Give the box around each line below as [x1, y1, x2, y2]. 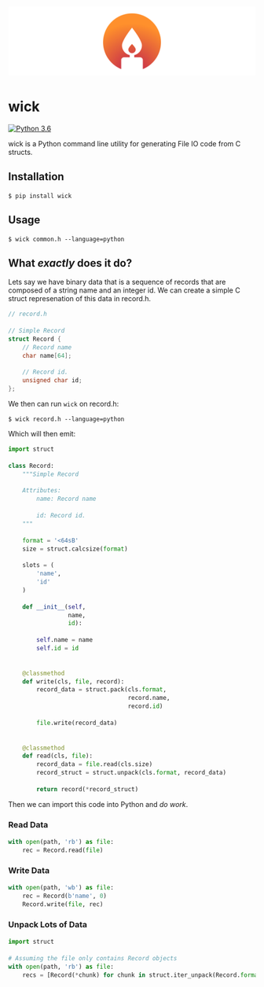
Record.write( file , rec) [22, 900, 104, 908]
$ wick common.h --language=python [8, 235, 125, 243]
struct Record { [8, 335, 61, 343]
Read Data [8, 819, 49, 830]
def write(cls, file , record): [22, 677, 125, 686]
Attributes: [22, 487, 61, 495]
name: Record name [36, 495, 97, 503]
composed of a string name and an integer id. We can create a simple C [8, 285, 241, 295]
